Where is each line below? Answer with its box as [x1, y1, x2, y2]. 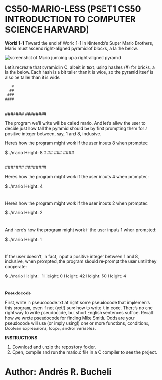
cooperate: [5, 263, 27, 269]
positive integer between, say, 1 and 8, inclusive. [5, 130, 102, 137]
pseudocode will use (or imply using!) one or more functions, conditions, [5, 320, 150, 326]
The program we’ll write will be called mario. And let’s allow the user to [5, 120, 146, 126]
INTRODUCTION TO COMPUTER [5, 14, 136, 25]
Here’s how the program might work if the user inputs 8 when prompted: [5, 140, 149, 146]
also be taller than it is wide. [5, 74, 61, 80]
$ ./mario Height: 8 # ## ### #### [5, 149, 74, 155]
